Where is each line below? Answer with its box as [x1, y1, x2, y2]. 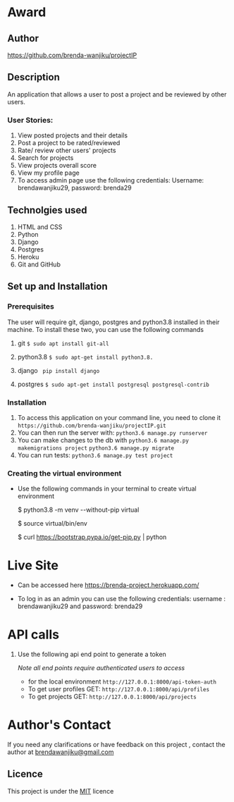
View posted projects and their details [17, 131, 128, 140]
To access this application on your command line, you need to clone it [17, 413, 221, 421]
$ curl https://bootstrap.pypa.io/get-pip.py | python [17, 533, 167, 541]
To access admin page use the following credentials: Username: [17, 176, 204, 185]
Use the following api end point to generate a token [17, 650, 167, 659]
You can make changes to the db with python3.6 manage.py [17, 436, 189, 444]
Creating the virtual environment [7, 468, 122, 478]
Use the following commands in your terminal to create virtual [17, 484, 197, 493]
